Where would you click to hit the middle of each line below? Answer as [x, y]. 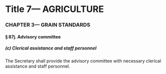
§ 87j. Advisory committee [33, 36]
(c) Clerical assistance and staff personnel [51, 48]
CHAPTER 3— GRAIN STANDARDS [48, 25]
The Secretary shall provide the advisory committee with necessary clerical [83, 60]
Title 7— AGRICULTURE [55, 9]
